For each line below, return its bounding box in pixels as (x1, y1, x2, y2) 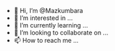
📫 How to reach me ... (13, 37, 79, 44)
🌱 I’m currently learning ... (13, 21, 89, 29)
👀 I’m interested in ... (13, 14, 73, 22)
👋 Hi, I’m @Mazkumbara (13, 7, 84, 14)
